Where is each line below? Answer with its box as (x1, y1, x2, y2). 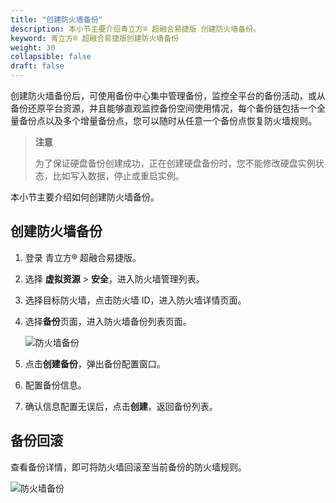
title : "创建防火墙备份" (10, 14, 103, 25)
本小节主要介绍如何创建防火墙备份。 (10, 191, 160, 203)
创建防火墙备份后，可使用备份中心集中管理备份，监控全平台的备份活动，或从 (10, 90, 326, 101)
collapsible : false (10, 52, 92, 62)
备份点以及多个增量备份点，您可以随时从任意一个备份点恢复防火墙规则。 (18, 115, 317, 126)
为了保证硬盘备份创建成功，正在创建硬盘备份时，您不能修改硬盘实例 (34, 157, 316, 169)
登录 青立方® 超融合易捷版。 (24, 251, 142, 263)
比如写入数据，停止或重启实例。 (52, 170, 185, 181)
